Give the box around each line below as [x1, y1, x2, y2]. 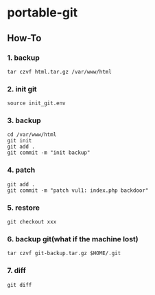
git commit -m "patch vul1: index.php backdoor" [7, 187, 149, 194]
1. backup [7, 53, 40, 63]
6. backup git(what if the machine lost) [7, 234, 139, 243]
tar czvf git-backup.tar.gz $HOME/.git [7, 250, 121, 257]
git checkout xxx [7, 219, 57, 226]
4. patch [7, 165, 36, 175]
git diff [7, 281, 32, 288]
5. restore [7, 203, 40, 212]
